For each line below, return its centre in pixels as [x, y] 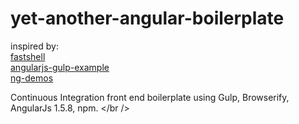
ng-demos [32, 78]
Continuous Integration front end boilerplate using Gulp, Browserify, [150, 97]
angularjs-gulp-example [60, 67]
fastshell [28, 56]
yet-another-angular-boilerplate [147, 18]
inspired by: [34, 46]
